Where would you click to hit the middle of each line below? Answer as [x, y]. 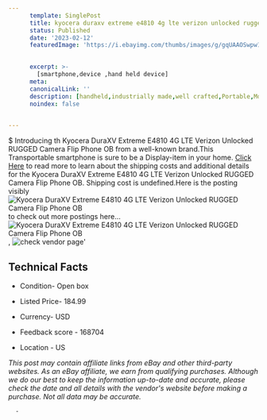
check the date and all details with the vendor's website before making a [128, 388]
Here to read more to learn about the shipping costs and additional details [129, 166]
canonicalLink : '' [60, 89]
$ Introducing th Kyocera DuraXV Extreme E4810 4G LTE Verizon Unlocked [131, 141]
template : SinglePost [65, 15]
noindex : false [54, 104]
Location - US [43, 347]
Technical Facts [48, 267]
